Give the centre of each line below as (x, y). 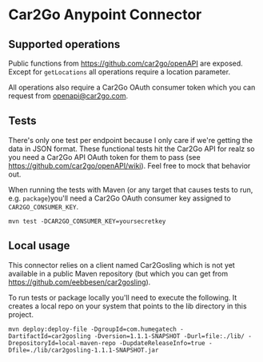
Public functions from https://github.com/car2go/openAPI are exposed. (126, 63)
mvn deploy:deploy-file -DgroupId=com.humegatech (93, 329)
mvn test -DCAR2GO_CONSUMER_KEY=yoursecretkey (87, 221)
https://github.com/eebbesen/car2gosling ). (80, 282)
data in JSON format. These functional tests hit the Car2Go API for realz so (131, 149)
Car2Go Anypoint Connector (105, 15)
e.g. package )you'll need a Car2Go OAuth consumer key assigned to (120, 198)
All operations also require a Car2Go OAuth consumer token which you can (132, 87)
